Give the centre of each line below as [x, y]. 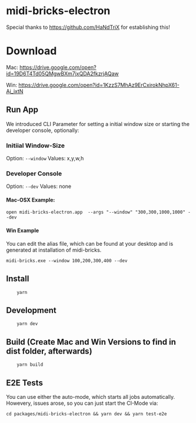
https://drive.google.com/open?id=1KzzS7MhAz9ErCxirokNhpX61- [99, 85]
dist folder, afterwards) [49, 351]
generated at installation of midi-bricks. [54, 250]
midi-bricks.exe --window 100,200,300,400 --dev [67, 260]
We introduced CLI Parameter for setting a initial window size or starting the [98, 124]
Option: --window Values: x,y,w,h [45, 158]
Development [31, 310]
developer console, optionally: [43, 130]
